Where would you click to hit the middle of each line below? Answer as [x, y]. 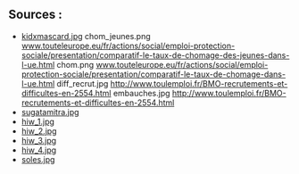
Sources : [36, 15]
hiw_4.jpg [39, 150]
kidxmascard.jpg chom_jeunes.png [86, 36]
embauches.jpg [141, 93]
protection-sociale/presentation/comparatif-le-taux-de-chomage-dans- [154, 74]
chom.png [75, 64]
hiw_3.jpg [39, 140]
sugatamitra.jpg [50, 112]
